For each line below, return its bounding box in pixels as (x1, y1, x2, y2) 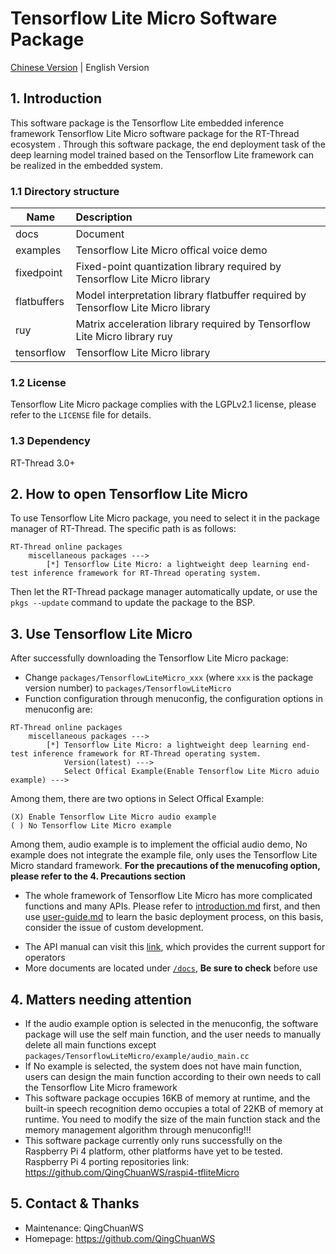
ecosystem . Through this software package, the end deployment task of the (10, 138, 326, 150)
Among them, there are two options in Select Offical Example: (10, 793, 265, 805)
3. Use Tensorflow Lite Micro (10, 625, 193, 642)
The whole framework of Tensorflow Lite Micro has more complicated (24, 890, 313, 902)
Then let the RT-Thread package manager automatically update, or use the (10, 586, 318, 598)
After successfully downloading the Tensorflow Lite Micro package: (10, 652, 289, 664)
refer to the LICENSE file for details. (10, 409, 152, 421)
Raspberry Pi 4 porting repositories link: (24, 1156, 190, 1168)
